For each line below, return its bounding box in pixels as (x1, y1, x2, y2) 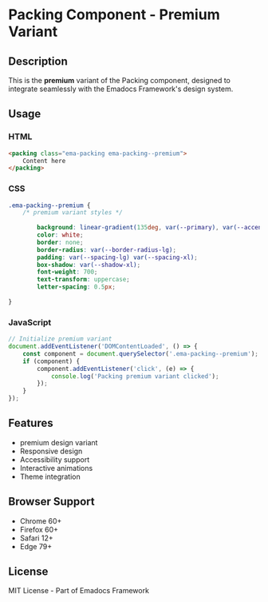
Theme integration (19, 472, 81, 481)
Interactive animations (19, 463, 93, 472)
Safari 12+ (19, 533, 53, 543)
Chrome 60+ (19, 516, 62, 525)
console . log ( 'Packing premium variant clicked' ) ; (50, 372, 219, 381)
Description (8, 54, 68, 68)
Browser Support (8, 495, 96, 508)
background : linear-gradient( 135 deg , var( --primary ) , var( (37, 224, 238, 232)
